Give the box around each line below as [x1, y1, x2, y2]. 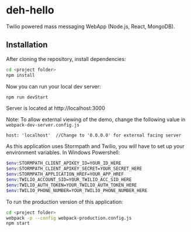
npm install [6, 72, 35, 78]
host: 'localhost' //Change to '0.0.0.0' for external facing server [6, 132, 182, 138]
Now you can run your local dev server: [6, 83, 101, 90]
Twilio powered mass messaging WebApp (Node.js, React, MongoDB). [6, 23, 175, 30]
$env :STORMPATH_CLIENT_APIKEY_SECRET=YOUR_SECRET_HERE [6, 166, 143, 172]
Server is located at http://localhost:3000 [6, 105, 105, 112]
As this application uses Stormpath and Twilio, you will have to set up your [6, 143, 185, 150]
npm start [6, 220, 30, 226]
